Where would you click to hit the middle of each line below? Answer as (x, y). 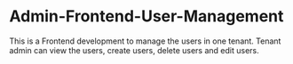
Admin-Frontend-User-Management (146, 16)
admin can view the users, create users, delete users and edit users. (134, 50)
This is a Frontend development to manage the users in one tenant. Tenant (145, 41)
